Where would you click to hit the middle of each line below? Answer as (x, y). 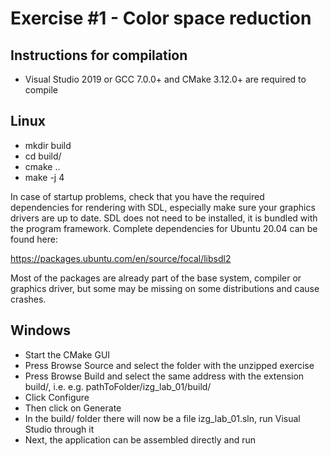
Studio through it (59, 429)
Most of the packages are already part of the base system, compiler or (156, 278)
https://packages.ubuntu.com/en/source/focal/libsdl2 (121, 258)
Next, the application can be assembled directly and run (140, 439)
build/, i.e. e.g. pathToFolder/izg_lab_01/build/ (118, 386)
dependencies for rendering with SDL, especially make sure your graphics (163, 207)
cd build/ (43, 156)
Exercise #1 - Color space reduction (161, 18)
